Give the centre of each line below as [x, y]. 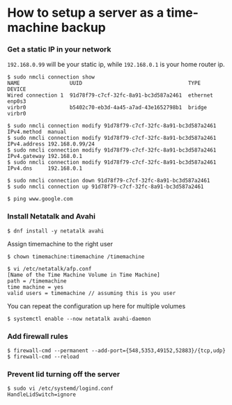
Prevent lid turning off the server [64, 374]
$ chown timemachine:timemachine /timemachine [76, 256]
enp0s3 [17, 102]
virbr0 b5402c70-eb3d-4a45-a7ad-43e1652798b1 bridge [107, 108]
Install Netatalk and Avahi [52, 216]
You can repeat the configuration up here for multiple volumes [96, 306]
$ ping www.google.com [40, 199]
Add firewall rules [38, 336]
